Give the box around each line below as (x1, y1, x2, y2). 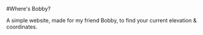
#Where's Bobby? (6, 5, 51, 12)
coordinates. (6, 24, 37, 30)
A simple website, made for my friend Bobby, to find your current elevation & (6, 17, 197, 24)
